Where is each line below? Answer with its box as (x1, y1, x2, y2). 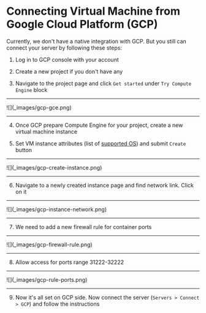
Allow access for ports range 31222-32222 (15, 258, 124, 266)
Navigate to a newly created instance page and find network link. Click (15, 181, 194, 189)
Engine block (15, 86, 48, 93)
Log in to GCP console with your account (15, 56, 119, 63)
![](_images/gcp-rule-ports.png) (6, 276, 88, 283)
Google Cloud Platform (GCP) (6, 17, 158, 31)
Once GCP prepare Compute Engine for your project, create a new (15, 121, 183, 129)
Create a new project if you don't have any (15, 67, 123, 75)
